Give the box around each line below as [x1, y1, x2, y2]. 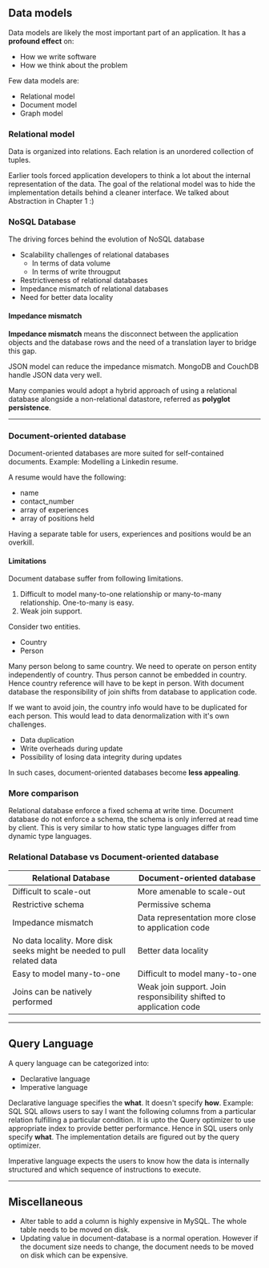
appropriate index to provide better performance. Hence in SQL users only [8, 1123, 254, 1133]
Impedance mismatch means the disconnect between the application [8, 329, 239, 338]
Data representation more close [137, 912, 256, 923]
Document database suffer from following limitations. [8, 573, 183, 584]
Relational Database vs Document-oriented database [8, 852, 219, 863]
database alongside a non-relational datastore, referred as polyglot [8, 394, 231, 403]
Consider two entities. [8, 622, 81, 632]
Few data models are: [8, 75, 80, 85]
